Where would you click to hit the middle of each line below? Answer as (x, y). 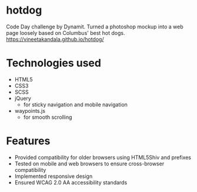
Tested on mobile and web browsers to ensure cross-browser (89, 164)
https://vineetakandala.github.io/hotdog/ (55, 39)
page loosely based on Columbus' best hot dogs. (66, 32)
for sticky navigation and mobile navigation (76, 105)
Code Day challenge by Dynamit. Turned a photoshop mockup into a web (95, 27)
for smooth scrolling (48, 117)
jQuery (23, 98)
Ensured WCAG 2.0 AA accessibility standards (71, 182)
